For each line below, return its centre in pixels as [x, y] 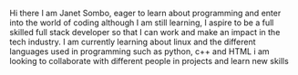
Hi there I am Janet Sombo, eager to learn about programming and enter [145, 13]
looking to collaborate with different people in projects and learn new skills [149, 61]
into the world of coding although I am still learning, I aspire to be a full [142, 23]
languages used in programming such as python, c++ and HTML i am [140, 52]
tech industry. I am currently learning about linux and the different [133, 42]
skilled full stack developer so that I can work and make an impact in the [145, 32]
